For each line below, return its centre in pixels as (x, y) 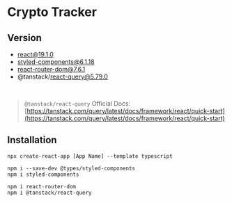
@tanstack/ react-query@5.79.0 (62, 76)
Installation (32, 140)
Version (24, 38)
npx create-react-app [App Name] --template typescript (90, 156)
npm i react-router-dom (42, 186)
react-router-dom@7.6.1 (51, 69)
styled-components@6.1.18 (56, 62)
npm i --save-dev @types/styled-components (71, 168)
